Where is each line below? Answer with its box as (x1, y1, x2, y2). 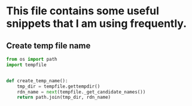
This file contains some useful (6, 4, 160, 18)
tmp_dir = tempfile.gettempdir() (17, 83, 100, 89)
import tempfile (6, 61, 47, 68)
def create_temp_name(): (6, 77, 68, 84)
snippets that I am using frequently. (6, 17, 187, 30)
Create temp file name (6, 40, 91, 51)
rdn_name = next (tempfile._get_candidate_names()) (17, 89, 146, 95)
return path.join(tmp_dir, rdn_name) (17, 94, 111, 101)
